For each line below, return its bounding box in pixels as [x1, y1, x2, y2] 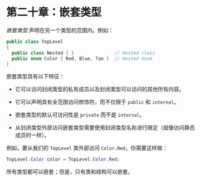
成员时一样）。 [14, 132, 50, 139]
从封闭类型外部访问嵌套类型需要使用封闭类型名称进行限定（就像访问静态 [14, 124, 195, 132]
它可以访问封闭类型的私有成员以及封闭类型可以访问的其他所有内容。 [14, 86, 185, 93]
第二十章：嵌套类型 [6, 5, 102, 19]
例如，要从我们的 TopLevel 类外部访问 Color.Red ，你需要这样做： [6, 144, 168, 151]
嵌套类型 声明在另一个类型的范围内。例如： [6, 27, 113, 34]
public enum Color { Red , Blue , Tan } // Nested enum [11, 56, 153, 62]
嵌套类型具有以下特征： [6, 73, 65, 80]
